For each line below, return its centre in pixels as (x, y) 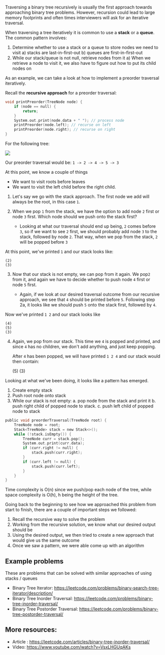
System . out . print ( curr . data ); (54, 443)
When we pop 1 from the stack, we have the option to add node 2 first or (86, 211)
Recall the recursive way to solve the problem (58, 519)
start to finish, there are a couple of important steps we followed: (71, 510)
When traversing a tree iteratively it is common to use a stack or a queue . (80, 32)
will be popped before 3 (44, 242)
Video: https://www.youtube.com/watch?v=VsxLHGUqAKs (71, 647)
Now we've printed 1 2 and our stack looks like (53, 314)
